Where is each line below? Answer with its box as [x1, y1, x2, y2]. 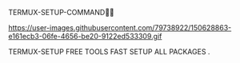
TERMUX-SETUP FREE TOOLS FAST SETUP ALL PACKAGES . [8, 47, 210, 56]
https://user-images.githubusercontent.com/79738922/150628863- [8, 23, 232, 32]
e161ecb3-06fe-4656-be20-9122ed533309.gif [8, 32, 162, 41]
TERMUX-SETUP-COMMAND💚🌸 [8, 8, 114, 17]
